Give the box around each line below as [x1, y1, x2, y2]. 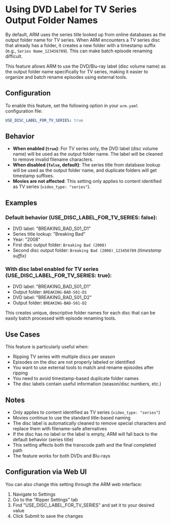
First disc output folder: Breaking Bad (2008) [12, 242, 107, 248]
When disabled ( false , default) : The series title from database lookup [12, 162, 161, 168]
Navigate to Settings [12, 491, 56, 497]
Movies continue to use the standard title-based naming [12, 415, 131, 421]
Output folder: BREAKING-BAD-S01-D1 [12, 289, 87, 295]
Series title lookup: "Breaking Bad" [12, 231, 86, 237]
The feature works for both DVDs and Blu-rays [12, 453, 111, 459]
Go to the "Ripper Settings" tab [12, 496, 78, 502]
